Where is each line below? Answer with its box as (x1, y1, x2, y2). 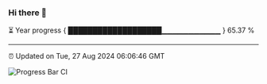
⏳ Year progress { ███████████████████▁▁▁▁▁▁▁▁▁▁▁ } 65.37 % (8, 25, 255, 35)
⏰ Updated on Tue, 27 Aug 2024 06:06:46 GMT (8, 52, 165, 61)
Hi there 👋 (8, 7, 48, 18)
